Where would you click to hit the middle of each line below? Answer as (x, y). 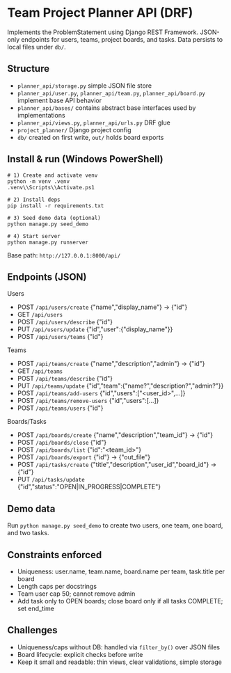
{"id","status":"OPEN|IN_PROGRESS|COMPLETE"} (89, 487)
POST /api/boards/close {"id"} (62, 443)
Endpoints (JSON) (47, 277)
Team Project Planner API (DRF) (100, 13)
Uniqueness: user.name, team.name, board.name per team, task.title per (121, 571)
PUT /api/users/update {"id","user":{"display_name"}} (95, 329)
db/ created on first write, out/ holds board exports (90, 137)
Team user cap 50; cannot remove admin (76, 594)
